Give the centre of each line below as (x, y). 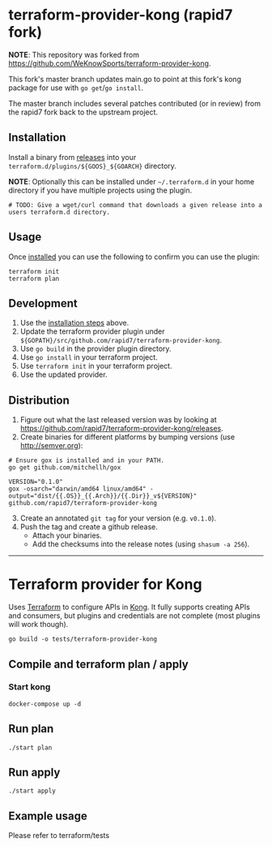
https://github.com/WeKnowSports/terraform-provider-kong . (110, 63)
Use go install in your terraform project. (89, 357)
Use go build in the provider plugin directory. (96, 349)
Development (43, 303)
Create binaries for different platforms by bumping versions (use (127, 437)
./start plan (30, 748)
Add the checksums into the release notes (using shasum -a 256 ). (141, 544)
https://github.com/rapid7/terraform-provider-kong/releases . (122, 429)
